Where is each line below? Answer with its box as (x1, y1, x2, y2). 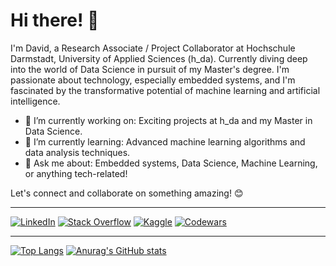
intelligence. (10, 95, 61, 107)
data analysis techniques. (24, 146, 131, 158)
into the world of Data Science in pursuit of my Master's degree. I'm (10, 63, 290, 75)
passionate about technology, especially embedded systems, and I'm (10, 74, 296, 86)
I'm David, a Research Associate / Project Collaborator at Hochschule (10, 42, 296, 54)
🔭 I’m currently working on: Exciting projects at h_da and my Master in (24, 114, 313, 126)
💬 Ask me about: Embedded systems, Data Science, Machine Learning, (24, 157, 318, 169)
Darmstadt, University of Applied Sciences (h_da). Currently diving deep (10, 52, 308, 64)
